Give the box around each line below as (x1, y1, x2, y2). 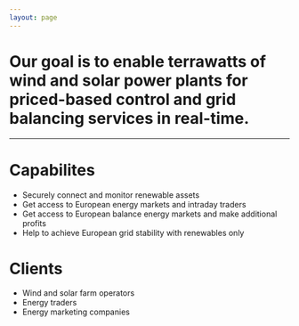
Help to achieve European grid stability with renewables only (21, 227, 245, 238)
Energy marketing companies (21, 306, 131, 317)
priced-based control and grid (9, 89, 237, 110)
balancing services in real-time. (9, 108, 250, 128)
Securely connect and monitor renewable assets (21, 189, 200, 200)
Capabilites (9, 159, 95, 180)
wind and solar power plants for (9, 70, 248, 90)
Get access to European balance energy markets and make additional (21, 208, 278, 219)
